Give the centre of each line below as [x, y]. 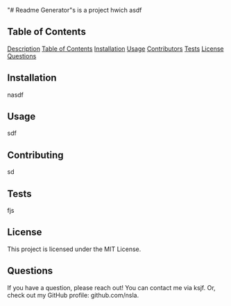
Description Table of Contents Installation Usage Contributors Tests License [115, 49]
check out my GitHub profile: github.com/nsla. [73, 295]
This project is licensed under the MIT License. [74, 249]
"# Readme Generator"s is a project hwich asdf [75, 10]
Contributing [35, 155]
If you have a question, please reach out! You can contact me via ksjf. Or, [112, 287]
